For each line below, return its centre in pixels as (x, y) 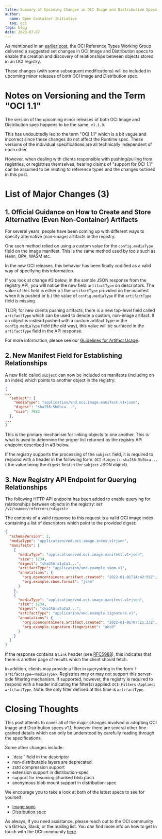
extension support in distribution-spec (50, 772)
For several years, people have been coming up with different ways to (75, 231)
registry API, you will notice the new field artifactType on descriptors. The (80, 285)
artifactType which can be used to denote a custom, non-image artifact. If (80, 315)
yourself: (14, 797)
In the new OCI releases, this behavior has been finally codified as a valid (78, 265)
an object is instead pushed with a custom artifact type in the (66, 320)
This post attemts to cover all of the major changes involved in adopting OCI (81, 723)
